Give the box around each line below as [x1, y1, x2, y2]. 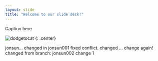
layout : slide [5, 7, 35, 12]
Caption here [5, 25, 32, 31]
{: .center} [34, 35, 56, 41]
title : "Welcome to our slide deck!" [5, 12, 84, 17]
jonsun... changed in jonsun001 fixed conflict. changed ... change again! [5, 45, 153, 51]
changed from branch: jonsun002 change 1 [5, 50, 94, 56]
